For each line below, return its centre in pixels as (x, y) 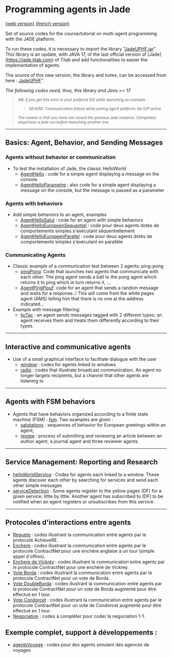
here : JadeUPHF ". (25, 80)
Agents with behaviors (34, 203)
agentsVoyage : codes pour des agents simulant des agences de (81, 645)
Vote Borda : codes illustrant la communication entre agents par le (82, 573)
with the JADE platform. (30, 39)
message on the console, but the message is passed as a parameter (92, 190)
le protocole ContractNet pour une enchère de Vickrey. (71, 567)
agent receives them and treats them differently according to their (90, 320)
